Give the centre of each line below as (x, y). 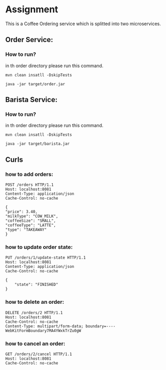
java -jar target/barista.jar (38, 144)
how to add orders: (29, 174)
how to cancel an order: (35, 343)
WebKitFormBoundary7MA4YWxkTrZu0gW (43, 330)
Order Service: (29, 40)
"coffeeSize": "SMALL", (31, 221)
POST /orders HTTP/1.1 (29, 185)
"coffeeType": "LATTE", (31, 225)
